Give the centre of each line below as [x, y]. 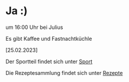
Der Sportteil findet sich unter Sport [49, 61]
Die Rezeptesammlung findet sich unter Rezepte [64, 73]
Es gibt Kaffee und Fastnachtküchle [49, 38]
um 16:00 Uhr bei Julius [34, 27]
